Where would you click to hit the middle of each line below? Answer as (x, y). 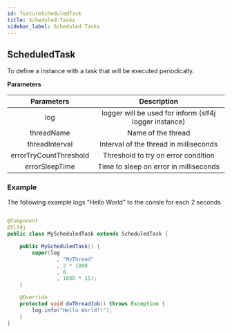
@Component (23, 221)
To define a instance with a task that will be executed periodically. (101, 71)
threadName (50, 133)
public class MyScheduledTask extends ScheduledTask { (88, 234)
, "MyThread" (75, 259)
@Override (34, 298)
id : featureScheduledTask (44, 13)
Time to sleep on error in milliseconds (158, 166)
